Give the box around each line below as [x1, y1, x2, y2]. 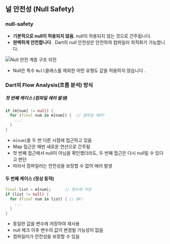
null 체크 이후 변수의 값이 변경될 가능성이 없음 [12, 227, 104, 233]
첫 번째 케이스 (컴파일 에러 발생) [5, 95, 68, 101]
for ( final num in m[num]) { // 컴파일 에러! [10, 113, 106, 118]
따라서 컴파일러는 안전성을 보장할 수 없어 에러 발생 [12, 163, 112, 169]
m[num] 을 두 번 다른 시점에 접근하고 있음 [12, 137, 92, 143]
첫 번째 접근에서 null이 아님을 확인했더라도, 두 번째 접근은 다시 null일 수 [12, 150, 154, 156]
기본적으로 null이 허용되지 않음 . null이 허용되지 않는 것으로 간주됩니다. [12, 33, 152, 39]
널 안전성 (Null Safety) [5, 5, 75, 14]
